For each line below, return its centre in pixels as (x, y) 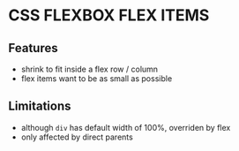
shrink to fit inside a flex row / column (90, 69)
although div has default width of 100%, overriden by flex (126, 127)
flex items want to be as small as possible (97, 79)
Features (33, 48)
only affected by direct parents (77, 137)
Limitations (40, 106)
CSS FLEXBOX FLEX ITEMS (109, 15)
